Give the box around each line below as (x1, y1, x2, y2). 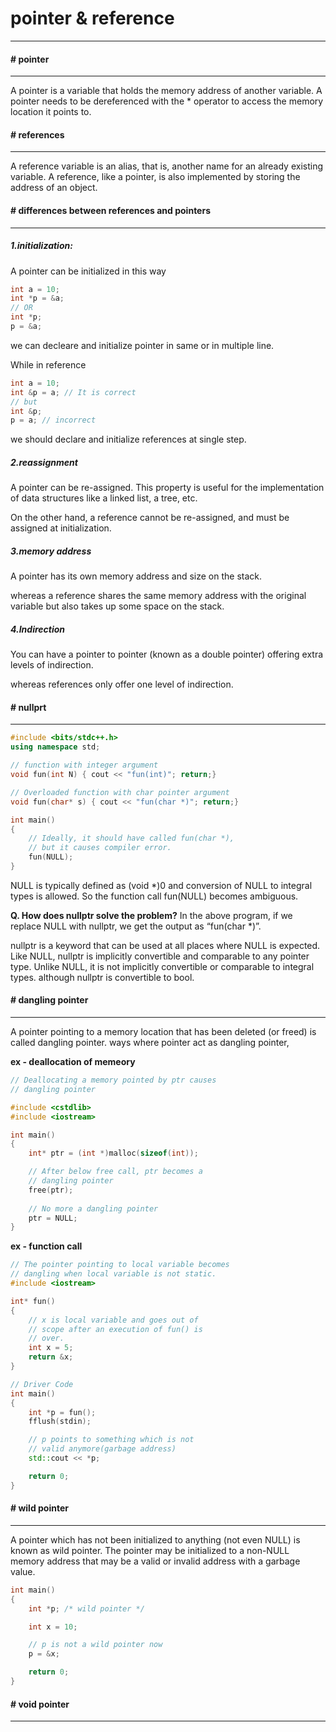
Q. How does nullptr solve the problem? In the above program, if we (10, 909, 293, 921)
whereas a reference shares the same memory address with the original (10, 590, 307, 602)
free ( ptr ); (28, 1185, 74, 1195)
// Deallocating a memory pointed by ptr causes (10, 1075, 217, 1086)
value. (10, 1565, 36, 1577)
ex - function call (10, 1240, 83, 1252)
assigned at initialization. (10, 522, 112, 534)
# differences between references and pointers (10, 204, 211, 216)
